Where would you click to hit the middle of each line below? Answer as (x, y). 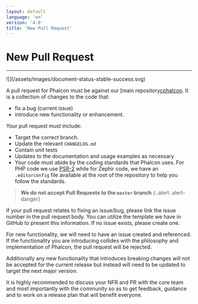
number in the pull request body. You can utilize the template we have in (94, 217)
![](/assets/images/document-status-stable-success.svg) (76, 79)
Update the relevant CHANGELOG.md (55, 144)
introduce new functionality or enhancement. (69, 115)
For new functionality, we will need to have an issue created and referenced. (99, 234)
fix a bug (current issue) (44, 108)
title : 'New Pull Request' (39, 28)
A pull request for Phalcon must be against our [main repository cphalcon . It (97, 91)
